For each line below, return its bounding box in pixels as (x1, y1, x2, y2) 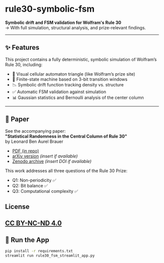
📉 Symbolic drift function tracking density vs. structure (12, 81, 124, 87)
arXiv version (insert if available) (12, 153, 78, 159)
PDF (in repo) (12, 148, 39, 154)
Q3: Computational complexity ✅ (12, 188, 79, 194)
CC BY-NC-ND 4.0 (5, 219, 62, 227)
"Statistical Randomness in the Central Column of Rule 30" (5, 133, 127, 139)
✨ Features (5, 43, 40, 52)
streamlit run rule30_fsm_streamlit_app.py (5, 253, 95, 258)
